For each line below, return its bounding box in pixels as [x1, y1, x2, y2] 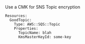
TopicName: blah [18, 30, 52, 35]
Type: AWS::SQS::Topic [14, 22, 60, 27]
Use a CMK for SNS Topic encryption [5, 4, 80, 10]
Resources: [5, 14, 28, 18]
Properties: [14, 26, 38, 31]
